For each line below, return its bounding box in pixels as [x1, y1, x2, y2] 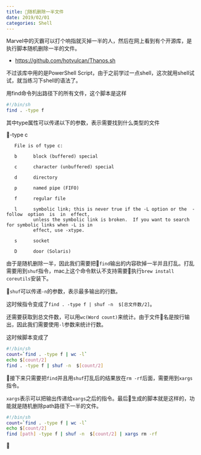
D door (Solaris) [14, 249, 71, 255]
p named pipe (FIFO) [14, 185, 79, 191]
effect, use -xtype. [32, 227, 85, 234]
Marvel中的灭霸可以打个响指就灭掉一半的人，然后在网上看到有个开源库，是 [6, 37, 193, 45]
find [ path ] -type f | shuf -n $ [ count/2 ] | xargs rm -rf [6, 431, 158, 437]
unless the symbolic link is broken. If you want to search [32, 217, 190, 223]
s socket [14, 238, 50, 244]
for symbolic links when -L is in [6, 222, 93, 228]
